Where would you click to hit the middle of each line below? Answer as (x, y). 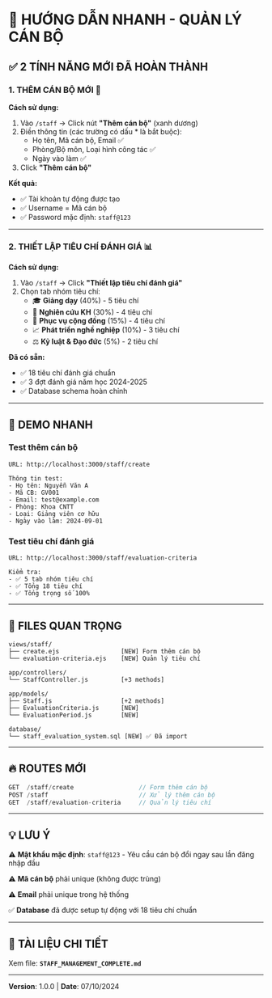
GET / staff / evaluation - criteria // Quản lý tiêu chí (110, 802)
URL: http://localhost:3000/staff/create (79, 464)
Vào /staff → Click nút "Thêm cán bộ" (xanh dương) (109, 123)
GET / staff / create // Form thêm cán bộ (108, 787)
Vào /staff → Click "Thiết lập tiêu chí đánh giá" (101, 283)
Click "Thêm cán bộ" (56, 167)
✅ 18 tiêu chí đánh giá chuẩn (68, 373)
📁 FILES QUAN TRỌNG (66, 626)
